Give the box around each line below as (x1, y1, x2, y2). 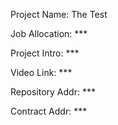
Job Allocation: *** (10, 28, 88, 39)
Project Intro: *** (10, 47, 80, 59)
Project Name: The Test (10, 9, 108, 20)
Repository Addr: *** (10, 86, 96, 98)
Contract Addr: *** (10, 105, 88, 117)
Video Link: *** (10, 67, 73, 78)
